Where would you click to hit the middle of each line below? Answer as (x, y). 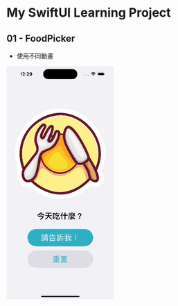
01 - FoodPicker (41, 39)
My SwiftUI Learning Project (89, 13)
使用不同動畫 (35, 56)
